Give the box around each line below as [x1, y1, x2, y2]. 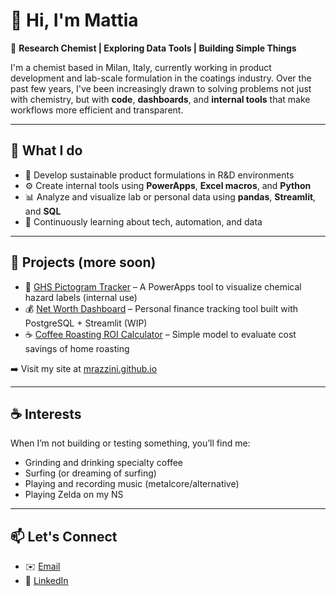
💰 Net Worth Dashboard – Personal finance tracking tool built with [24, 302, 299, 314]
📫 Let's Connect [10, 528, 118, 545]
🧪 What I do [10, 142, 83, 159]
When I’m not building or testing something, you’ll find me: [10, 437, 251, 449]
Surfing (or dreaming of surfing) [24, 467, 157, 479]
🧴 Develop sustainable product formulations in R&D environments [24, 169, 295, 181]
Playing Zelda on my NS [24, 489, 124, 501]
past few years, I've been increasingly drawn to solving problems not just [10, 82, 312, 94]
